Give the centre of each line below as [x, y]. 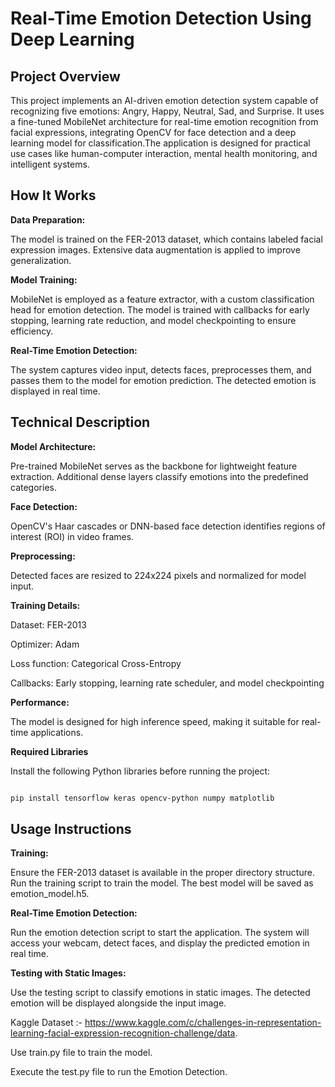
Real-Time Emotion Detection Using [161, 18]
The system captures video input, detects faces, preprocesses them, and [161, 369]
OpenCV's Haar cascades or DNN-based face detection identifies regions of [168, 526]
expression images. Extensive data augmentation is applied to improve [155, 249]
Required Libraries [49, 751]
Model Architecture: [53, 446]
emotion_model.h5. [50, 894]
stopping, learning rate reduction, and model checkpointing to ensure [153, 320]
